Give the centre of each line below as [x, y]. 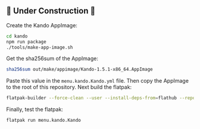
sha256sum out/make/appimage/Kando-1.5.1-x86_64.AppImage [79, 70]
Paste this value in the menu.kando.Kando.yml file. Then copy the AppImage [98, 81]
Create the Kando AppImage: [42, 25]
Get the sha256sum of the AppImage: [52, 59]
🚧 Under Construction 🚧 [51, 11]
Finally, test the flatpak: [35, 109]
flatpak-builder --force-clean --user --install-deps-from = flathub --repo [101, 98]
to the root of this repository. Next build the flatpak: [69, 87]
